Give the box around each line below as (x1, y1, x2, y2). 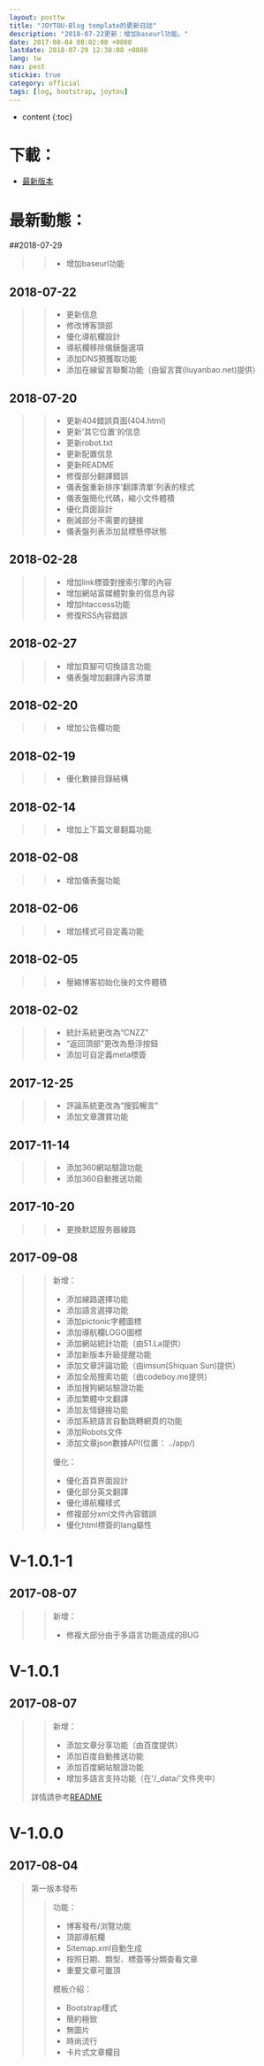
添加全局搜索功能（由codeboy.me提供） (65, 1371, 212, 1382)
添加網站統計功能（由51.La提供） (65, 1338, 186, 1348)
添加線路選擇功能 (65, 1293, 129, 1304)
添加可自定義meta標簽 (65, 1050, 147, 1060)
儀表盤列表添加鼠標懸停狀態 (65, 526, 168, 536)
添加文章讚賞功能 (65, 1112, 129, 1122)
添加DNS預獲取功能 (65, 353, 138, 364)
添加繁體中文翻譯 (65, 1393, 129, 1404)
